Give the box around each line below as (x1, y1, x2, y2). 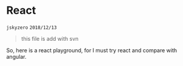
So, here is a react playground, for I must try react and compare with (6, 46, 178, 54)
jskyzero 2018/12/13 (6, 25, 57, 31)
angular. (6, 53, 27, 60)
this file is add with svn (21, 35, 79, 42)
